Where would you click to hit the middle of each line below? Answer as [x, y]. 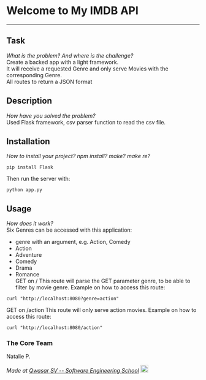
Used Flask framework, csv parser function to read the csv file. [86, 122]
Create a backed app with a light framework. [63, 62]
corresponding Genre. [34, 75]
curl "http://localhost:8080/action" [55, 328]
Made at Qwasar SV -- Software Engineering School [73, 371]
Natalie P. [18, 357]
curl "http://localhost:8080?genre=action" [63, 299]
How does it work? [30, 224]
